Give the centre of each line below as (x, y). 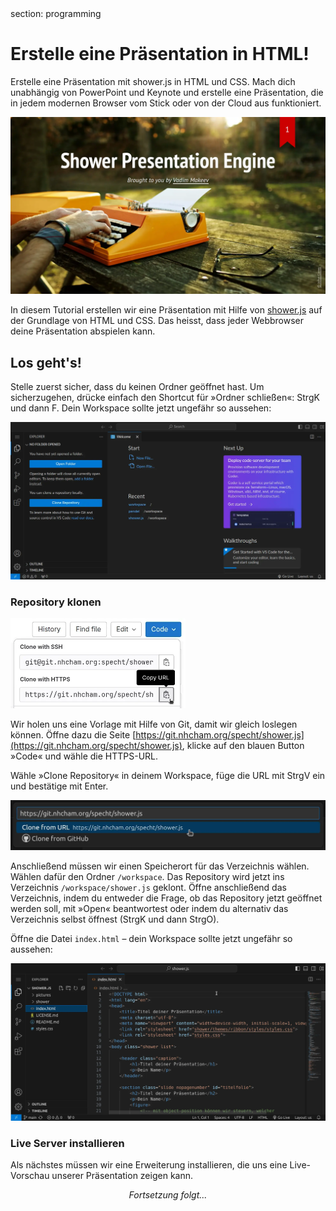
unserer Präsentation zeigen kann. (122, 1176)
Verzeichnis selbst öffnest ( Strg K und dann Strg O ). (115, 919)
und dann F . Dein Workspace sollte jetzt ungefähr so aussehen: (141, 408)
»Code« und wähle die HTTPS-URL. (84, 756)
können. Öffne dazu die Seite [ (73, 735)
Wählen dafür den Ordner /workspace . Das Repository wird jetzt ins (147, 877)
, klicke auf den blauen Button (243, 746)
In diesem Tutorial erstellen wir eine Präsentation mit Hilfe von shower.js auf (166, 310)
